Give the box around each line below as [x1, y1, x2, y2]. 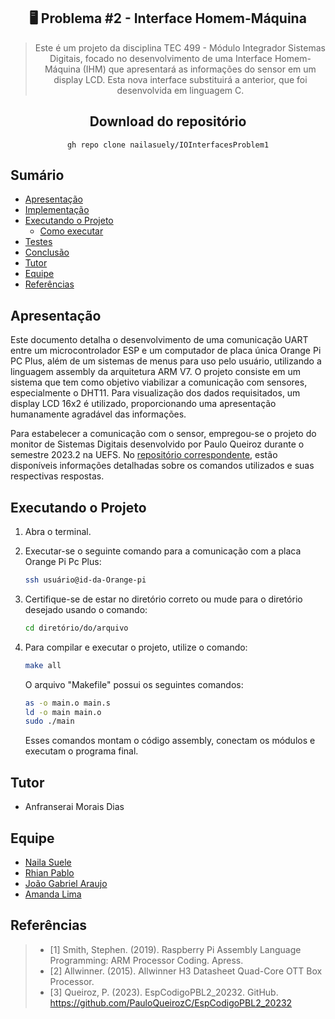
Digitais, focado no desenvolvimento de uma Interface [49, 52, 273, 64]
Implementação [24, 204, 90, 216]
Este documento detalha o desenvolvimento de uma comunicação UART [10, 334, 309, 346]
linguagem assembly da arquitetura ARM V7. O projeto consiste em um [10, 366, 301, 378]
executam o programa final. [24, 745, 139, 757]
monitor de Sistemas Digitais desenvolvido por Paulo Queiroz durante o [10, 438, 305, 450]
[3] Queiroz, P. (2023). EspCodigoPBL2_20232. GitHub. [49, 986, 279, 998]
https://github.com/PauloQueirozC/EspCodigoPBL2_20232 [49, 996, 293, 1009]
